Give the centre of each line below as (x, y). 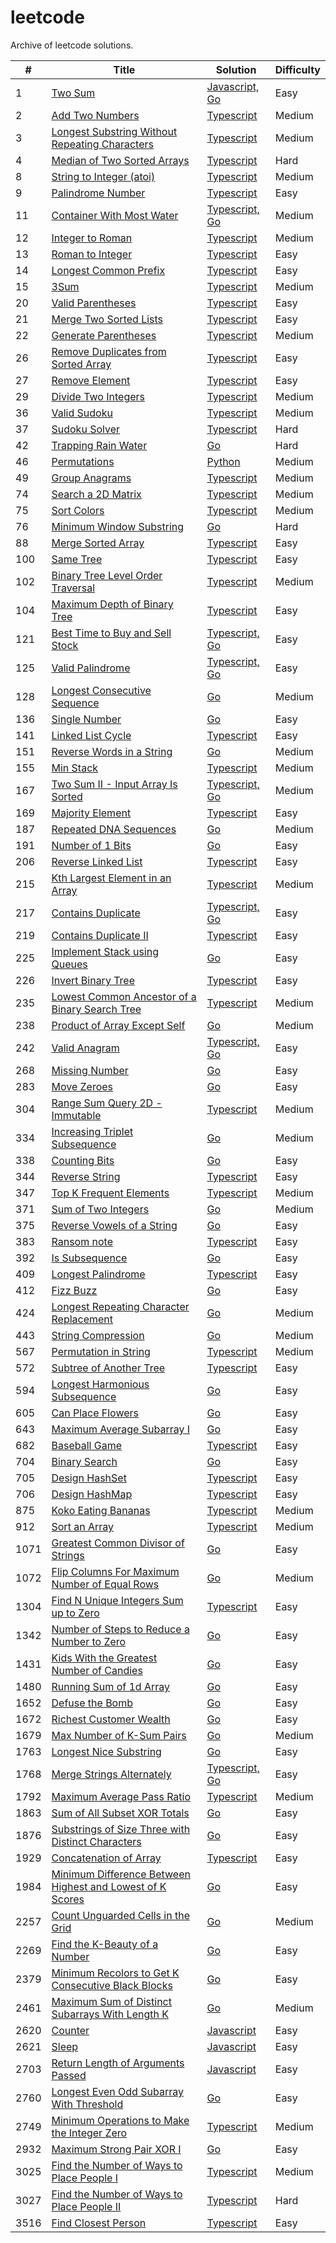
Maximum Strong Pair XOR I (116, 2149)
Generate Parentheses (104, 335)
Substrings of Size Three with (121, 1829)
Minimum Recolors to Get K (115, 1973)
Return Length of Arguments (118, 2063)
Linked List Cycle (91, 735)
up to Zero (75, 1613)
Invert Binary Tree (93, 980)
